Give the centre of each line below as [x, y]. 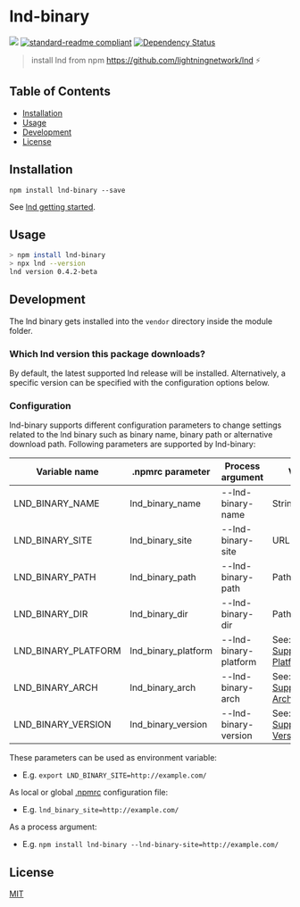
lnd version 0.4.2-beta [54, 272]
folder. [21, 330]
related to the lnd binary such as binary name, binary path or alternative [141, 435]
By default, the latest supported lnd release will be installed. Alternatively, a [147, 373]
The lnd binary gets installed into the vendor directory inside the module [141, 321]
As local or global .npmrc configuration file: [89, 793]
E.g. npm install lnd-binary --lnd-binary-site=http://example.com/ [150, 845]
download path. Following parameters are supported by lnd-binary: [133, 445]
